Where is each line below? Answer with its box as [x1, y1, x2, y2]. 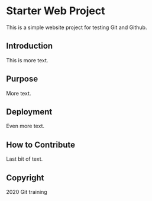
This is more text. [6, 56, 48, 63]
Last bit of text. [6, 155, 43, 162]
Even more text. [6, 123, 44, 130]
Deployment [6, 107, 53, 117]
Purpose [6, 74, 38, 84]
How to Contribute [6, 139, 76, 149]
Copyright [6, 173, 44, 183]
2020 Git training [6, 189, 47, 195]
